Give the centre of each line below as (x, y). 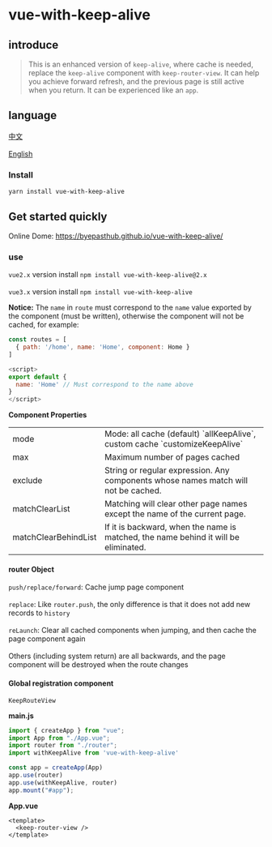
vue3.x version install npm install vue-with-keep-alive (100, 292)
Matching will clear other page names (176, 504)
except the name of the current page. (175, 514)
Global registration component (61, 683)
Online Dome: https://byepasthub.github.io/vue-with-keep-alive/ (116, 236)
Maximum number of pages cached (172, 457)
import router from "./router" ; (63, 746)
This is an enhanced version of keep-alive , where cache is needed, (140, 64)
